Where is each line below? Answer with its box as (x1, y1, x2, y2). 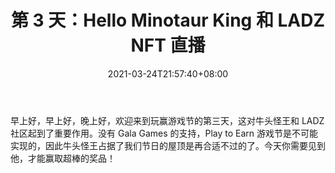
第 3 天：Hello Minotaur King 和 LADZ (10, 9, 326, 32)
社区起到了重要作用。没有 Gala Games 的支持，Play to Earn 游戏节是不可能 (10, 127, 319, 139)
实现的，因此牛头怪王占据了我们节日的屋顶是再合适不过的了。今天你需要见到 (10, 139, 326, 151)
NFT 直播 (130, 34, 206, 57)
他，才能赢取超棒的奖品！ (10, 152, 116, 164)
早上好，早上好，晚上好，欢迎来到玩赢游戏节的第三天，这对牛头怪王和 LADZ (10, 114, 325, 126)
